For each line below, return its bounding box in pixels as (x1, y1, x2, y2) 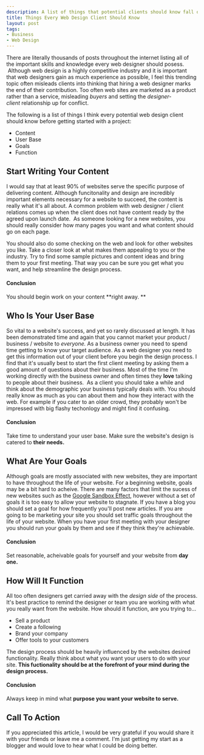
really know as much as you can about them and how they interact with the (6, 391, 194, 399)
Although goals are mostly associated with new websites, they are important (6, 472, 197, 480)
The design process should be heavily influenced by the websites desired (6, 648, 191, 655)
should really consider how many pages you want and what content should (6, 221, 194, 229)
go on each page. (6, 228, 50, 235)
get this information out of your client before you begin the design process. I (6, 353, 197, 360)
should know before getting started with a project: (6, 118, 132, 125)
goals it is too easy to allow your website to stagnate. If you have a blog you (6, 498, 196, 506)
